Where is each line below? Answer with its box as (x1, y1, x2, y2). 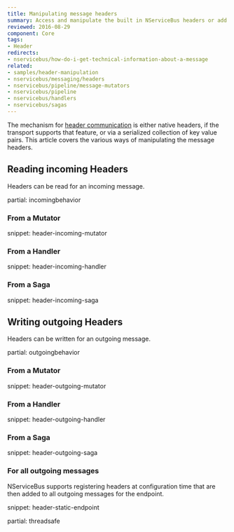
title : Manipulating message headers (7, 10, 118, 18)
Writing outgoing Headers (7, 316, 123, 328)
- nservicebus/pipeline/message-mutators (7, 82, 130, 89)
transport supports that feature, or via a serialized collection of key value (7, 128, 217, 137)
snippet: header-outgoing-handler (7, 415, 106, 423)
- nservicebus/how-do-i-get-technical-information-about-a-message (7, 56, 209, 63)
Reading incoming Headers (7, 163, 128, 175)
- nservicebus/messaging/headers (7, 75, 105, 83)
